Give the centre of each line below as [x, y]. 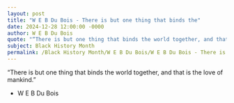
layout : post [26, 14]
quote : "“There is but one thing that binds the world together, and [110, 40]
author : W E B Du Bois [40, 33]
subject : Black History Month [51, 46]
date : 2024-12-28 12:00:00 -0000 [56, 26]
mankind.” [22, 79]
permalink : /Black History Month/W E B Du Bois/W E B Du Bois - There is [117, 53]
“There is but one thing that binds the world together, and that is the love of [115, 72]
